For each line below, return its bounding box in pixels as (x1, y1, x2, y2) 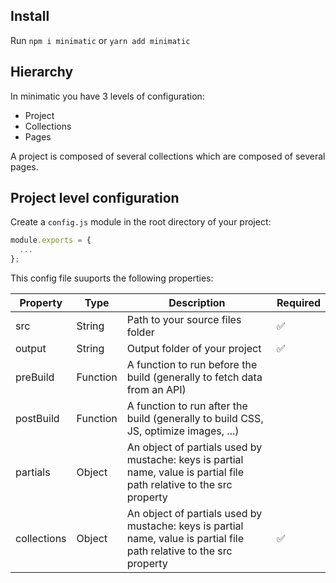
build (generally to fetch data (126, 370, 263, 384)
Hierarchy (10, 64, 74, 81)
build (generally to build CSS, (126, 412, 264, 426)
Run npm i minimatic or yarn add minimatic (10, 34, 191, 46)
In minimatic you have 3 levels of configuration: (10, 90, 205, 102)
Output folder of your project (126, 342, 262, 356)
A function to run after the (126, 399, 248, 413)
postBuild (15, 412, 60, 426)
